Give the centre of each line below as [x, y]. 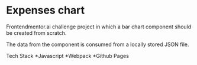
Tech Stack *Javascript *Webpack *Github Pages [67, 56]
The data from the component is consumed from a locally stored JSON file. [98, 44]
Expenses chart [46, 10]
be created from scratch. [36, 32]
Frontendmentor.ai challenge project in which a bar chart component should [99, 27]
